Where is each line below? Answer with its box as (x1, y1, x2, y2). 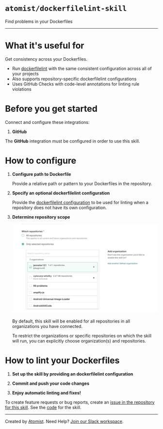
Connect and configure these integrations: (5, 119, 90, 125)
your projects (12, 70, 39, 76)
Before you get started (5, 103, 98, 114)
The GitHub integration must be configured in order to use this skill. (5, 138, 140, 144)
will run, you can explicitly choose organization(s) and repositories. (12, 338, 147, 343)
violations (12, 86, 32, 92)
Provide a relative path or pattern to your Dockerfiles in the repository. (12, 180, 152, 187)
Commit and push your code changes (12, 380, 90, 386)
